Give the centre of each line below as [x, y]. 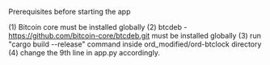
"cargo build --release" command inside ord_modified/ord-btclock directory [135, 44]
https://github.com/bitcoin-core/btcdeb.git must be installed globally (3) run [135, 36]
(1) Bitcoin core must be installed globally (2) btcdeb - [98, 27]
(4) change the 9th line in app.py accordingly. [84, 53]
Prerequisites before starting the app [70, 12]
